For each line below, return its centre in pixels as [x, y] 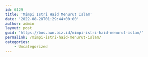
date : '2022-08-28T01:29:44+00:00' [42, 19]
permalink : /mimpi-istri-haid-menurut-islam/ [53, 38]
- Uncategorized [31, 47]
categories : [17, 42]
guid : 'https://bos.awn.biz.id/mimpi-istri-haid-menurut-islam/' [74, 33]
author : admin [20, 24]
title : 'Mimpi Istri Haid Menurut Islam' [49, 14]
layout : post [19, 28]
